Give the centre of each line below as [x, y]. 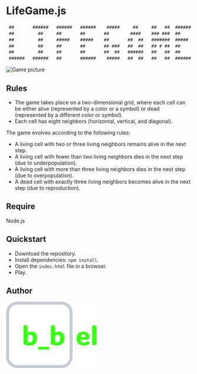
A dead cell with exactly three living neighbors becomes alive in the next [102, 182]
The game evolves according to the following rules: [68, 133]
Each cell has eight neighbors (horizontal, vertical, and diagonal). [93, 121]
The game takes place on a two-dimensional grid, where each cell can [100, 102]
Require [21, 207]
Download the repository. [45, 253]
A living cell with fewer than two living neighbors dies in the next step [99, 157]
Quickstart [26, 239]
